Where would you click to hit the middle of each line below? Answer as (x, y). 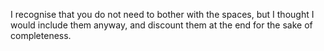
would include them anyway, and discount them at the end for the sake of (161, 25)
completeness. (41, 35)
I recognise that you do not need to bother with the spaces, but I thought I (162, 14)
